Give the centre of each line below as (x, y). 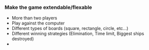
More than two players (34, 18)
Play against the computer (38, 23)
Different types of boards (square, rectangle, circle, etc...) (70, 28)
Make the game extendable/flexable (49, 7)
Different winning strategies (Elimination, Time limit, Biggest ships (78, 34)
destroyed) (23, 39)
